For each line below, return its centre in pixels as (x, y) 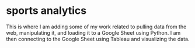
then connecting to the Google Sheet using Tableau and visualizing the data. (98, 39)
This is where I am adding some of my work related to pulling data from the (96, 27)
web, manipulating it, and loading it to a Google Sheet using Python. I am (93, 32)
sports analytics (46, 11)
